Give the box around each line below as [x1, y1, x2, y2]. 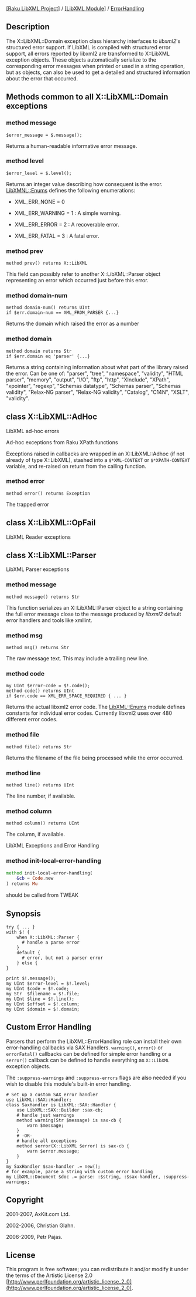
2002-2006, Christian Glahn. [6, 1222, 75, 1229]
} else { [16, 960, 38, 966]
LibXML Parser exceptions [6, 566, 70, 573]
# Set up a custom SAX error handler [6, 1092, 98, 1097]
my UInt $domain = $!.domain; [6, 1006, 80, 1012]
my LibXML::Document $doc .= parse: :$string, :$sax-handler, [6, 1174, 161, 1180]
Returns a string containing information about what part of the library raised [6, 363, 188, 370]
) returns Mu [6, 881, 38, 887]
